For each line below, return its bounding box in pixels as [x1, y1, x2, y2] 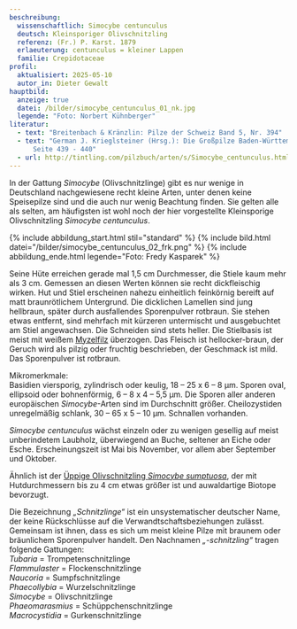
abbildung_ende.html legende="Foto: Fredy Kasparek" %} [9, 251, 221, 261]
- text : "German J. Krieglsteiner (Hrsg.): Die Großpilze [17, 136, 236, 145]
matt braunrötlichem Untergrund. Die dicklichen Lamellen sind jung [9, 296, 254, 307]
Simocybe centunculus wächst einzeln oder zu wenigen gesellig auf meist [9, 424, 278, 435]
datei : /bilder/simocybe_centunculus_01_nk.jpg [17, 104, 196, 113]
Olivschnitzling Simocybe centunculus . [9, 214, 150, 226]
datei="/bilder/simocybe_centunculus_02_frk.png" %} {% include [9, 241, 247, 252]
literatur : [9, 120, 49, 129]
